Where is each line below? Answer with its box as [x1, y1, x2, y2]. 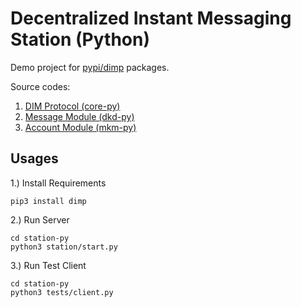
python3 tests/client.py [10, 287, 114, 297]
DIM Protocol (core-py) [24, 100, 121, 112]
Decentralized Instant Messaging [10, 7, 292, 30]
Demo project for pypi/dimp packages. [10, 61, 170, 73]
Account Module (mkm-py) [24, 121, 137, 133]
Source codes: [10, 80, 71, 92]
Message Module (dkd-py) [24, 110, 135, 122]
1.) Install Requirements [10, 177, 107, 189]
